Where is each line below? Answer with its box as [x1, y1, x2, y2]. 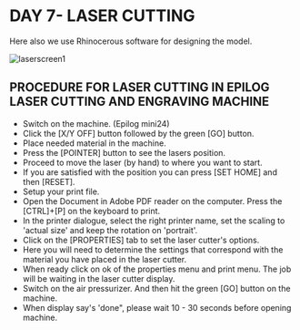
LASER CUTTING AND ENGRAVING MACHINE [9, 94, 270, 109]
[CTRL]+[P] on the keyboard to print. [22, 205, 161, 216]
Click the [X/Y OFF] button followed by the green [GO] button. [22, 128, 255, 139]
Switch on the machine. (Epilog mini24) [22, 118, 170, 129]
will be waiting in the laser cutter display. [22, 273, 175, 284]
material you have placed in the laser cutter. [22, 253, 187, 264]
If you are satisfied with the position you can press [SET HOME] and [22, 166, 277, 178]
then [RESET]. [22, 176, 75, 187]
